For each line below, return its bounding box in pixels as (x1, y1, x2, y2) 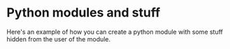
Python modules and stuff (6, 5, 161, 21)
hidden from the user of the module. (6, 35, 111, 43)
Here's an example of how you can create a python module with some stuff (6, 28, 223, 36)
